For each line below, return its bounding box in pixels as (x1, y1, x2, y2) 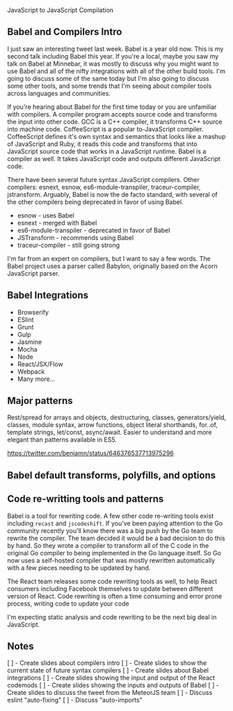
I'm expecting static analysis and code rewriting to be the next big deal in (7, 613, 217, 621)
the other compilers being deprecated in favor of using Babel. (7, 197, 184, 206)
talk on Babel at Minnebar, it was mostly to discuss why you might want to (7, 59, 219, 68)
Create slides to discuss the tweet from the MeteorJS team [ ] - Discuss (7, 689, 213, 697)
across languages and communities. (7, 89, 111, 97)
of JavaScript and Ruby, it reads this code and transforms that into (7, 140, 198, 148)
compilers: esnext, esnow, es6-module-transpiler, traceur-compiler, (7, 183, 201, 191)
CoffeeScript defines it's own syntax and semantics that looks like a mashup (7, 132, 226, 140)
